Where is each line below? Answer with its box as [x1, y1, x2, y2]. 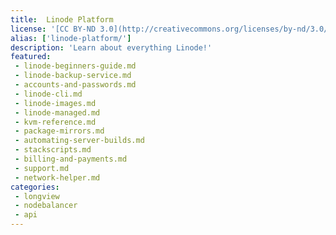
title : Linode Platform [10, 14, 114, 25]
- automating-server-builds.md [14, 136, 145, 146]
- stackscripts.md [14, 145, 92, 155]
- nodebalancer [14, 201, 78, 211]
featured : [10, 52, 52, 62]
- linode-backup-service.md [14, 71, 132, 81]
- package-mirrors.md [14, 126, 105, 136]
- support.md [14, 163, 70, 173]
